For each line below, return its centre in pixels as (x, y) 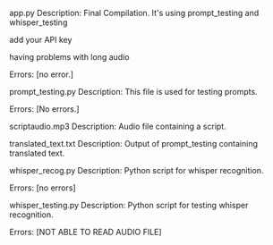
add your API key (41, 40)
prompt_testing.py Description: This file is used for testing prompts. (133, 92)
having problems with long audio (69, 57)
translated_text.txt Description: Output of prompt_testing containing (133, 144)
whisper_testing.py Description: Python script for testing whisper (129, 205)
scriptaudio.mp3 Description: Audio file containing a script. (118, 126)
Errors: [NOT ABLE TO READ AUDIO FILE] (86, 232)
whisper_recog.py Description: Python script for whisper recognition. (136, 170)
